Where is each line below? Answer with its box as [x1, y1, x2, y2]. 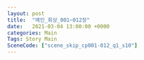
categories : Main [7, 29, 57, 37]
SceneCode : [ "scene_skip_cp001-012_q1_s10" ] [7, 42, 138, 49]
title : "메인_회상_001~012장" [7, 17, 90, 23]
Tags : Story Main [7, 36, 57, 43]
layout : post [7, 10, 45, 17]
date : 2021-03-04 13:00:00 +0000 [7, 23, 110, 30]
